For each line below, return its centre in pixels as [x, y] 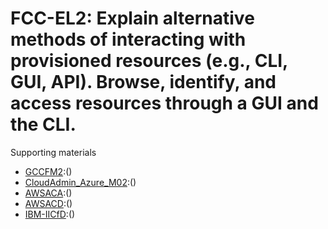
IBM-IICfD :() [50, 214]
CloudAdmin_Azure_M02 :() [80, 182]
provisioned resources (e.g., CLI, [149, 61]
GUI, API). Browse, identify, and [143, 82]
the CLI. [43, 124]
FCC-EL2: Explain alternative [132, 18]
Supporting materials [53, 152]
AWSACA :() [48, 193]
